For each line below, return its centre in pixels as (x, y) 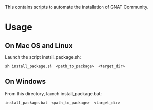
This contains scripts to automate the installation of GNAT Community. (77, 7)
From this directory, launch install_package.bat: (53, 93)
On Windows (25, 82)
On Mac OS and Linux (39, 45)
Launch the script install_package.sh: (43, 57)
